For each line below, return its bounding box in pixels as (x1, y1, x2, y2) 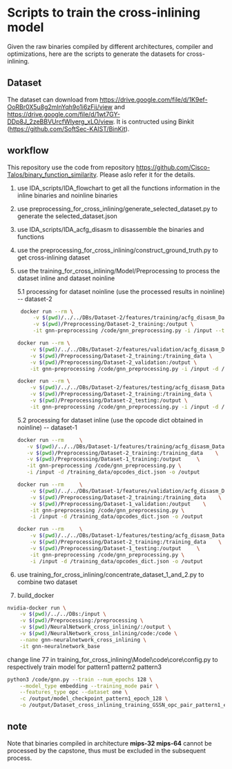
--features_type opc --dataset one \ (19, 689, 128, 696)
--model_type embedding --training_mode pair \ (19, 682, 159, 690)
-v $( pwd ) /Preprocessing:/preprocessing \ (19, 617, 144, 624)
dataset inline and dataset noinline (17, 274, 115, 282)
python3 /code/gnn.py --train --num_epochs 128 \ (7, 676, 153, 683)
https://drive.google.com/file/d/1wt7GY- (7, 110, 121, 118)
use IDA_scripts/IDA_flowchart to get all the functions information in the (17, 184, 221, 192)
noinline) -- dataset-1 (17, 423, 77, 431)
